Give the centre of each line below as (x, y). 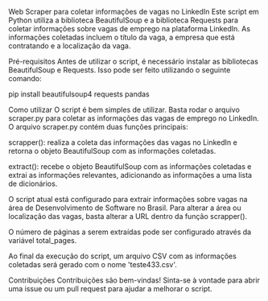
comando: (25, 78)
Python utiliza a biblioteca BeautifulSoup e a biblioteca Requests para (124, 20)
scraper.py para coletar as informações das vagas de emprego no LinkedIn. (134, 118)
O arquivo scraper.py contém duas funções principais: (99, 127)
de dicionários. (33, 183)
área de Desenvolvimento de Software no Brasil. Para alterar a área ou (125, 208)
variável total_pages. (43, 240)
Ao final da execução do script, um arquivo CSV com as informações (123, 256)
